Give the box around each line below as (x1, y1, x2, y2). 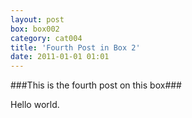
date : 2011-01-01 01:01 (10, 52, 110, 62)
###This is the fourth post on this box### (10, 79, 182, 91)
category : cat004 (10, 33, 83, 43)
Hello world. (10, 99, 60, 111)
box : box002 (10, 24, 60, 34)
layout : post (10, 14, 65, 25)
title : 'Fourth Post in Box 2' (10, 42, 141, 53)
